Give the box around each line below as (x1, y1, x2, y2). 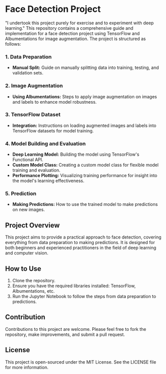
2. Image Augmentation (5, 82, 63, 89)
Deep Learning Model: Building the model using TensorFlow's (12, 151, 140, 157)
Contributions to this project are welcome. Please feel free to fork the (5, 326, 147, 332)
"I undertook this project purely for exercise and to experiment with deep (5, 20, 154, 26)
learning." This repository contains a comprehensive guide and (5, 25, 134, 31)
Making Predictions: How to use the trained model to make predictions (12, 201, 158, 207)
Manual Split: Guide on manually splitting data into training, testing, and (12, 64, 160, 70)
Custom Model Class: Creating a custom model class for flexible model (12, 162, 159, 168)
